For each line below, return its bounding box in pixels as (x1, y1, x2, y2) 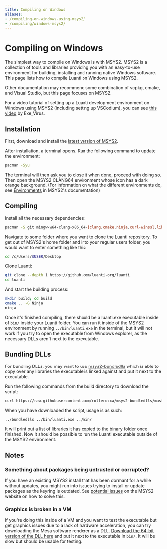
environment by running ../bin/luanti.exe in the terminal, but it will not (5, 325, 153, 331)
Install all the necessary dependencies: (5, 215, 85, 221)
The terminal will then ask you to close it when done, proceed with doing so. (5, 172, 162, 178)
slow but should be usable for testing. (5, 538, 83, 544)
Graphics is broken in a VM (5, 506, 72, 513)
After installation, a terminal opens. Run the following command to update (5, 148, 156, 154)
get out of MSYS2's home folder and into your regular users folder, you (5, 239, 151, 245)
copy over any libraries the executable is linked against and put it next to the (5, 368, 162, 374)
